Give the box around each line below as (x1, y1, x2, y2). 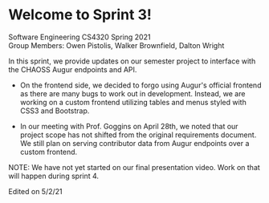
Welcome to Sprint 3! (8, 6, 153, 24)
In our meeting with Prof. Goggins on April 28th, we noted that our (19, 121, 238, 131)
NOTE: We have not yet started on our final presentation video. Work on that (8, 162, 261, 172)
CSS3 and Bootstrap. (19, 106, 90, 116)
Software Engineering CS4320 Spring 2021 (8, 32, 151, 42)
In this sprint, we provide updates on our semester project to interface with (8, 56, 256, 66)
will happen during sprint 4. (8, 171, 99, 181)
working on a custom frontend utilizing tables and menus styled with (19, 97, 247, 107)
